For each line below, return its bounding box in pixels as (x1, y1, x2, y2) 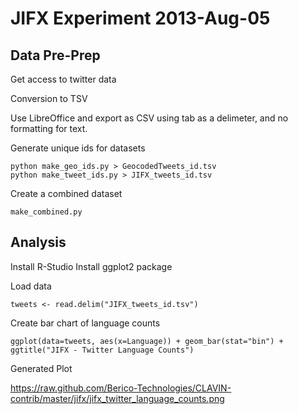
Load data (10, 280, 52, 292)
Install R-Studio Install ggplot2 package (10, 260, 173, 272)
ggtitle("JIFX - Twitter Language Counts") (10, 345, 195, 355)
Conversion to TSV (10, 93, 88, 104)
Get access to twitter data (10, 73, 117, 85)
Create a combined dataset (10, 188, 123, 199)
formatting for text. (10, 123, 88, 134)
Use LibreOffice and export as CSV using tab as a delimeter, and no (10, 112, 289, 124)
